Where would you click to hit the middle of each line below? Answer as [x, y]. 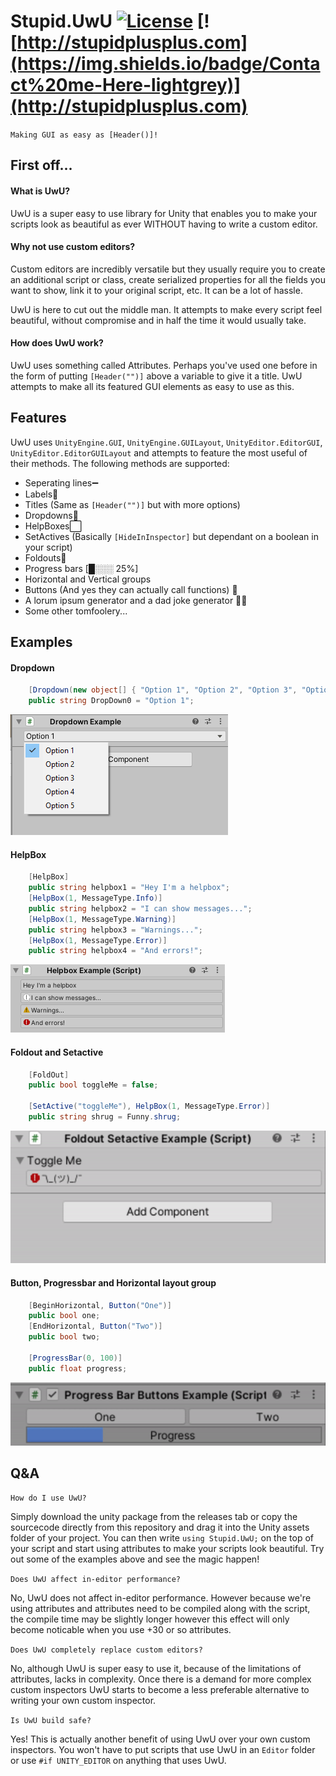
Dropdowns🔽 [51, 515]
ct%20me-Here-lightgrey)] [125, 85]
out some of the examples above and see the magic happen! [135, 1559]
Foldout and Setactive [57, 1052]
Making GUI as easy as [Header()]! [84, 135]
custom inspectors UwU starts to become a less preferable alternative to [160, 1690]
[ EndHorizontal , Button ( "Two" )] [95, 1326]
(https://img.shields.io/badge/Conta [165, 64]
